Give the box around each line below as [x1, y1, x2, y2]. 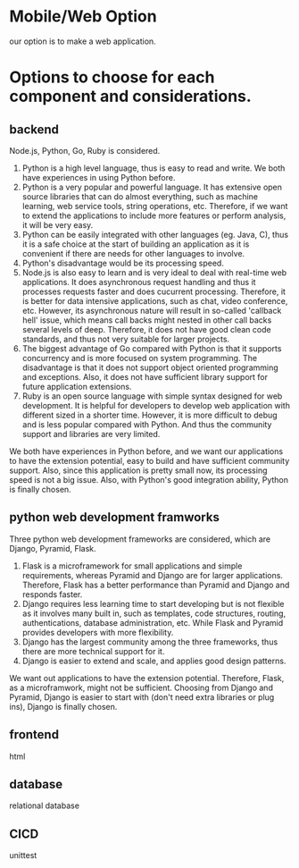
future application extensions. [21, 381, 132, 392]
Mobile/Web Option [9, 6, 158, 27]
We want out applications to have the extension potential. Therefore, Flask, [9, 672, 285, 683]
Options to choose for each [9, 67, 215, 88]
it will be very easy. [21, 219, 94, 230]
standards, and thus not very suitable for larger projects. [21, 333, 230, 344]
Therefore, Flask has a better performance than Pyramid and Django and [21, 579, 290, 590]
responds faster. [21, 588, 83, 600]
